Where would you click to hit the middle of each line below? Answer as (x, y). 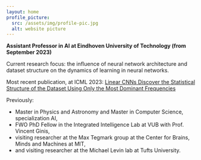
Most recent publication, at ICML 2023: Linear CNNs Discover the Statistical (101, 82)
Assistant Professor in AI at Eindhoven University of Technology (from (96, 46)
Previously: (20, 100)
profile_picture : (28, 18)
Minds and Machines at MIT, (50, 144)
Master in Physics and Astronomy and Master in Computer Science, (99, 112)
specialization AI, (36, 118)
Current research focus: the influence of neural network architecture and (97, 64)
